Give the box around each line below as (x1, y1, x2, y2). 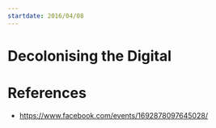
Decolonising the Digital (7, 46, 172, 65)
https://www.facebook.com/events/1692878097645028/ (19, 110, 208, 120)
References (7, 84, 87, 102)
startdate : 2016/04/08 (7, 11, 84, 20)
